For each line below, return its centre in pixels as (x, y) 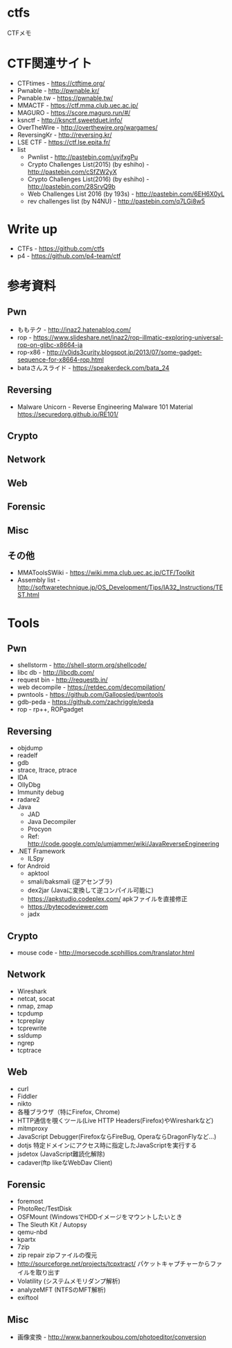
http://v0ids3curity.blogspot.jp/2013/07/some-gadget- (124, 352)
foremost (30, 1202)
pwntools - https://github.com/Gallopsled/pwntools (90, 695)
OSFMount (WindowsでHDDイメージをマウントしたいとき (100, 1217)
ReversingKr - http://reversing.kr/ (64, 135)
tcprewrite (32, 1028)
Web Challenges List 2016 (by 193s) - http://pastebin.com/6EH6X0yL (126, 194)
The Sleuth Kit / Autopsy (52, 1225)
